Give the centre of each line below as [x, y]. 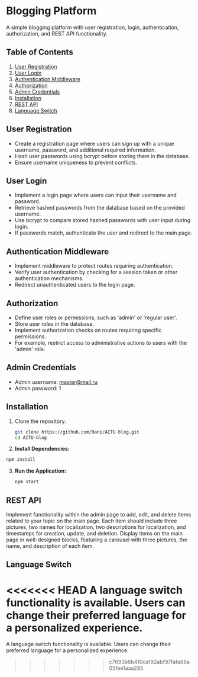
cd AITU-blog [31, 437]
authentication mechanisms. [49, 278]
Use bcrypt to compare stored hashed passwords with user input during [103, 220]
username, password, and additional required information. [85, 150]
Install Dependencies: [42, 449]
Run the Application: [40, 471]
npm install [21, 460]
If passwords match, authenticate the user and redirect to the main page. [103, 233]
